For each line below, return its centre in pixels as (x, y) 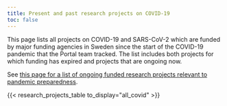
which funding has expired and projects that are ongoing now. (95, 61)
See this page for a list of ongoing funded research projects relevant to (107, 74)
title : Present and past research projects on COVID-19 (88, 13)
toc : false (23, 20)
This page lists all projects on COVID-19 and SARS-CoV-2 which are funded (114, 39)
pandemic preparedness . (43, 81)
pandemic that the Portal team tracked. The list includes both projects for (110, 54)
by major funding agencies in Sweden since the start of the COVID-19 (105, 47)
